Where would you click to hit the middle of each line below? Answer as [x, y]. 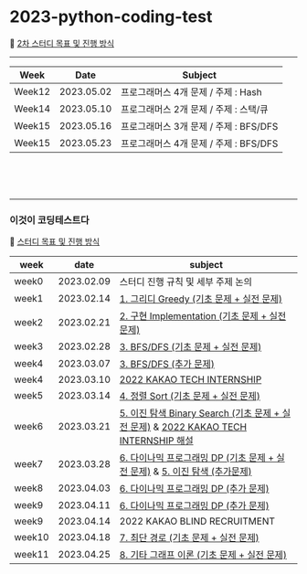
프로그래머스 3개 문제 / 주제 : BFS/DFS [199, 126]
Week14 [32, 109]
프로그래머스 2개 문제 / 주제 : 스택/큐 [194, 109]
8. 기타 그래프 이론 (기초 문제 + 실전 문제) [203, 555]
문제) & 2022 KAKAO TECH [189, 427]
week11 [32, 555]
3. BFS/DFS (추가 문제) [167, 365]
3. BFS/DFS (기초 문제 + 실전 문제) [191, 347]
